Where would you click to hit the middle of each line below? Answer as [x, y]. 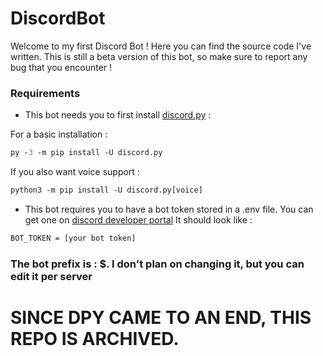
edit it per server [51, 276]
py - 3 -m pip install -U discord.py [86, 153]
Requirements [45, 93]
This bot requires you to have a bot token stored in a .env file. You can [169, 209]
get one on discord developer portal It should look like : [138, 219]
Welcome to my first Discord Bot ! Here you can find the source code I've [161, 46]
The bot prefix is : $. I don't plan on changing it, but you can [157, 264]
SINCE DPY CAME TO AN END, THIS [161, 317]
